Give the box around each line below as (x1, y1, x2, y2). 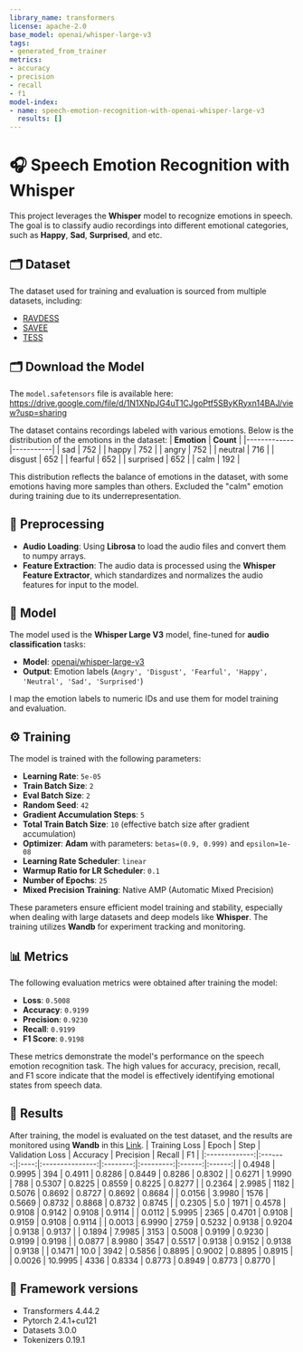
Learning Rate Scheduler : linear (22, 856, 147, 867)
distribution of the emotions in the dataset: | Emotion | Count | (9, 434, 242, 445)
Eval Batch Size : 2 (22, 790, 90, 801)
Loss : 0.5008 (22, 994, 71, 1005)
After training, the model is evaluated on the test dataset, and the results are (9, 1129, 293, 1141)
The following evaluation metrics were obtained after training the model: (9, 977, 278, 988)
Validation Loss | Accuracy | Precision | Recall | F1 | (9, 1149, 200, 1160)
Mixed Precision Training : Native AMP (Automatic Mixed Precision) (22, 885, 274, 896)
